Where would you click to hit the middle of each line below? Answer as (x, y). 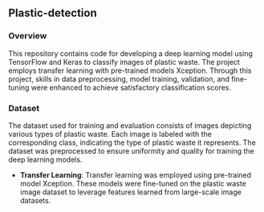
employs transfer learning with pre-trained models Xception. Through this (130, 70)
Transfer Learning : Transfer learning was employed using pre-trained (135, 174)
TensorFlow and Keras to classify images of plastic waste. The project (124, 62)
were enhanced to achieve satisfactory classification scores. (131, 87)
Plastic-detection (53, 13)
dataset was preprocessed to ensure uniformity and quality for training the (131, 150)
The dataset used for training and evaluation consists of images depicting (130, 125)
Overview (28, 36)
